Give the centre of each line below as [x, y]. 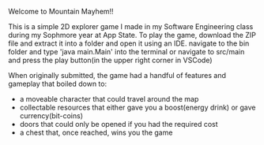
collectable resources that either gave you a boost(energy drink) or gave [138, 107]
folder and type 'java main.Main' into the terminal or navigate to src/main [126, 52]
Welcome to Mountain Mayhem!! [61, 11]
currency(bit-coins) [51, 116]
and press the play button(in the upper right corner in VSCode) [110, 60]
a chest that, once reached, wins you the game [96, 132]
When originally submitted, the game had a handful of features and [117, 75]
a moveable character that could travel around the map [109, 99]
